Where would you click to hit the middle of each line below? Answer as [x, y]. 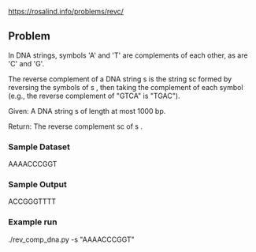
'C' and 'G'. [26, 63]
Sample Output [37, 185]
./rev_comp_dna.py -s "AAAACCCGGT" [72, 239]
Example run [33, 222]
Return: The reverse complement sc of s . [76, 126]
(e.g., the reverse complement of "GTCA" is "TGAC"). [94, 96]
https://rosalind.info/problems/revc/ [66, 11]
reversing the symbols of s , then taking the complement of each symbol [126, 87]
